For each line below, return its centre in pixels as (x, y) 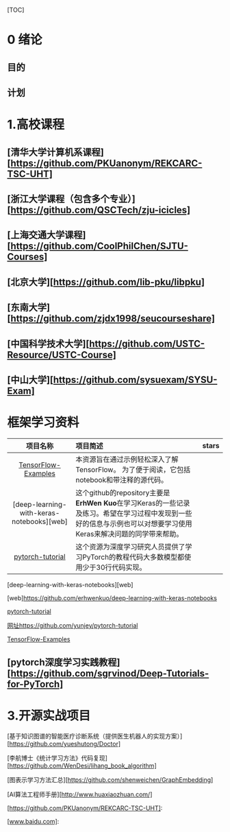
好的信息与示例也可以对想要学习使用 (134, 523)
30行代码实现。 (121, 567)
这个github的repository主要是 (123, 492)
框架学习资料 (43, 423)
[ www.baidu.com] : (33, 822)
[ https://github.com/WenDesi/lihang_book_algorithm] (82, 766)
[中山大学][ (30, 380)
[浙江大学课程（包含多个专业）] (71, 199)
